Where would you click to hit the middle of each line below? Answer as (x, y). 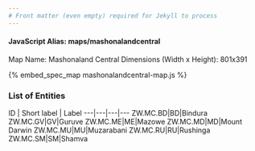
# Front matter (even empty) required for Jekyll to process (113, 16)
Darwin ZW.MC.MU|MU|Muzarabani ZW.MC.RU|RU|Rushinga (109, 130)
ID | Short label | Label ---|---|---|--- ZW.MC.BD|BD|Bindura (108, 113)
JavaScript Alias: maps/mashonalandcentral (84, 42)
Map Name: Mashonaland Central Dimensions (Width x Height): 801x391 (128, 59)
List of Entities (37, 96)
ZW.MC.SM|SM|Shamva (48, 139)
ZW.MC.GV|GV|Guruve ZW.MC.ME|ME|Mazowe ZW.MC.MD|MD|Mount (125, 122)
